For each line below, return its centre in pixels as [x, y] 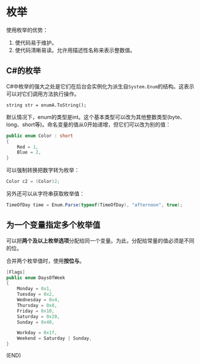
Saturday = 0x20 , [39, 316]
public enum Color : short [40, 136]
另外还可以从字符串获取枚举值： [45, 194]
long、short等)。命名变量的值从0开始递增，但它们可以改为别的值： [89, 124]
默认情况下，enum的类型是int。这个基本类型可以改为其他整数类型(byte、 [96, 117]
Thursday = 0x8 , [37, 305]
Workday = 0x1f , [37, 333]
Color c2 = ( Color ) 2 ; [33, 182]
